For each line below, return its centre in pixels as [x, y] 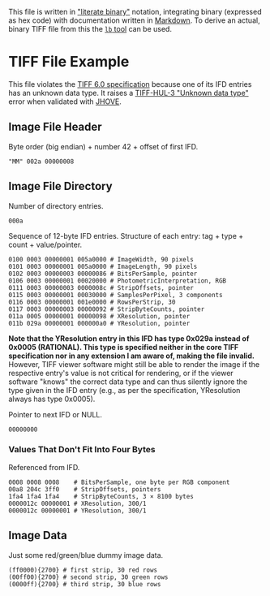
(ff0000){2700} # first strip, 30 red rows [83, 570]
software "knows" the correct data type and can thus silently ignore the [128, 382]
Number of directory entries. [56, 205]
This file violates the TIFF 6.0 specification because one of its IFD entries [130, 84]
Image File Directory [60, 186]
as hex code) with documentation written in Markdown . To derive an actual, [135, 20]
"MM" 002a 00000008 [41, 162]
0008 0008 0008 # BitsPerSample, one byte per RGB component [119, 482]
